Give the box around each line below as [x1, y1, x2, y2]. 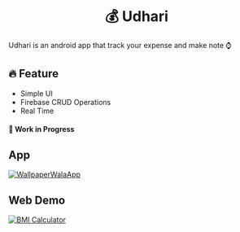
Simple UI [20, 88, 53, 98]
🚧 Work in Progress [8, 125, 75, 134]
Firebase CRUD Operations [20, 97, 111, 107]
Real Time [20, 106, 55, 116]
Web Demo [8, 193, 66, 207]
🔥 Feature [8, 67, 59, 81]
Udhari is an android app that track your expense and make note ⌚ [8, 40, 232, 50]
